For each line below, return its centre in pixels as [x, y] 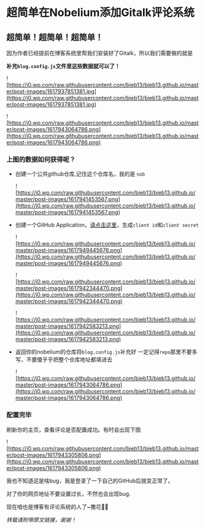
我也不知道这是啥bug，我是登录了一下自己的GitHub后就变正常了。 [90, 481]
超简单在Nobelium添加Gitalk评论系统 [101, 13]
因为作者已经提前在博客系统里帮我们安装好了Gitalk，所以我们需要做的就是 [100, 53]
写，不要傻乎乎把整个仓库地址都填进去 [64, 360]
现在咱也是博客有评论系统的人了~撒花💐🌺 [57, 506]
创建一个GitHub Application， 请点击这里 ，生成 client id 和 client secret [107, 225]
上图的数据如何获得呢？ [41, 159]
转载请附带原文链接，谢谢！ [41, 520]
